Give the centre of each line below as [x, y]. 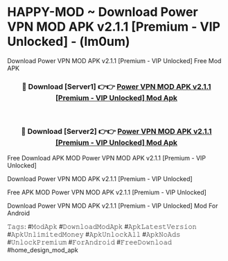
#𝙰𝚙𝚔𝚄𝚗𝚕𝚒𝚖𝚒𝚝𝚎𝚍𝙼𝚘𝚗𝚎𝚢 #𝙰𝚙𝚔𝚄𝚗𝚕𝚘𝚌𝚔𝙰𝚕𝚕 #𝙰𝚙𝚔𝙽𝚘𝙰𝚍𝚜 [94, 234]
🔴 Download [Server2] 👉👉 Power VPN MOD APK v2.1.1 [116, 131]
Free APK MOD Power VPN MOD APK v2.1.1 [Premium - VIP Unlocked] [107, 192]
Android [18, 213]
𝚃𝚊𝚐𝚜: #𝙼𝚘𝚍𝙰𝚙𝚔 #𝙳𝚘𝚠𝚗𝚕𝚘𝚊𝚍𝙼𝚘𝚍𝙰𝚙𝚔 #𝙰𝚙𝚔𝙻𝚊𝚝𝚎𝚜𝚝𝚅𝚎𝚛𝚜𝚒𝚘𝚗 [102, 226]
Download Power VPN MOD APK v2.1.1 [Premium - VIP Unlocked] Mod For [113, 205]
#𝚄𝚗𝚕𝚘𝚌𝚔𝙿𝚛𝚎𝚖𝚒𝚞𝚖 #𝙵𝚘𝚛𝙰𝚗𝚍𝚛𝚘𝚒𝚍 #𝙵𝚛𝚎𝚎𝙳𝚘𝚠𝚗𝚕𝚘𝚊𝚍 [89, 242]
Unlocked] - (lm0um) [69, 42]
